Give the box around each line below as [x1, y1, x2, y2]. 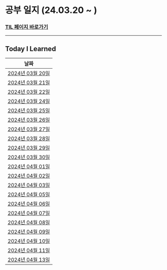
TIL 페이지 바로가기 [5, 23, 48, 30]
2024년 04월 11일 [7, 247, 50, 254]
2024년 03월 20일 [7, 70, 50, 77]
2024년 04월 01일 [7, 163, 50, 170]
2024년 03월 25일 [7, 107, 50, 114]
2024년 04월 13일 [7, 257, 50, 264]
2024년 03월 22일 [7, 89, 50, 95]
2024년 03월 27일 [7, 126, 50, 133]
